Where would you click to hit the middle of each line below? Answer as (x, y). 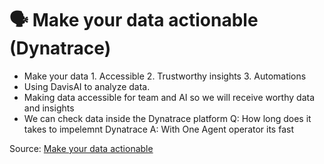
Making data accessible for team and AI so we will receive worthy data (169, 97)
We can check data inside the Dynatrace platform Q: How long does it (167, 118)
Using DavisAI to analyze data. (87, 86)
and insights (49, 108)
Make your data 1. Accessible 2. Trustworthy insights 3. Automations (165, 76)
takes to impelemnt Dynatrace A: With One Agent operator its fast (158, 129)
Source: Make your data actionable (81, 148)
